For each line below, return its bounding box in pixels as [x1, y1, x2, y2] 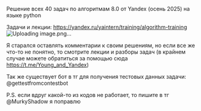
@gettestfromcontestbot [6, 79, 69, 87]
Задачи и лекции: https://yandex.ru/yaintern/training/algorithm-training [6, 24, 188, 30]
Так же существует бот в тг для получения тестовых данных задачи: [6, 73, 186, 80]
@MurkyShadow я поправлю [6, 98, 81, 105]
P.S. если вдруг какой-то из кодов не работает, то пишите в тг [6, 91, 170, 98]
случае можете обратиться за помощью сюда [6, 55, 128, 62]
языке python [6, 12, 42, 19]
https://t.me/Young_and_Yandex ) [6, 61, 89, 68]
